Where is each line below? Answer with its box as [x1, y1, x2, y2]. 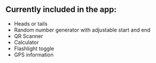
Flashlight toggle [13, 45, 54, 52]
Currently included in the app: [5, 5, 117, 15]
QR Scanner [13, 32, 43, 40]
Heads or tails [13, 20, 48, 27]
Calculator [13, 38, 39, 45]
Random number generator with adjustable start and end [13, 26, 151, 33]
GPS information [13, 51, 54, 58]
